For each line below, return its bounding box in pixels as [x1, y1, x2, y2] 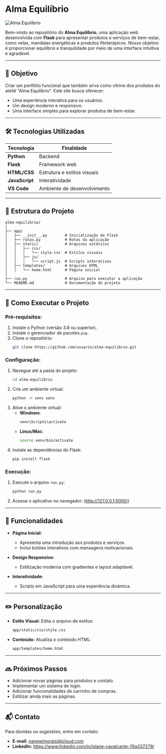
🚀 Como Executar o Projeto [5, 298, 89, 307]
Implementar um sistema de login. [12, 683, 82, 689]
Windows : [19, 410, 41, 416]
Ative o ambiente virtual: [12, 404, 62, 411]
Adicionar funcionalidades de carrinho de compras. [12, 688, 117, 694]
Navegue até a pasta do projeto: [12, 368, 78, 374]
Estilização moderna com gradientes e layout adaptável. [19, 564, 134, 570]
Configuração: [5, 356, 41, 363]
